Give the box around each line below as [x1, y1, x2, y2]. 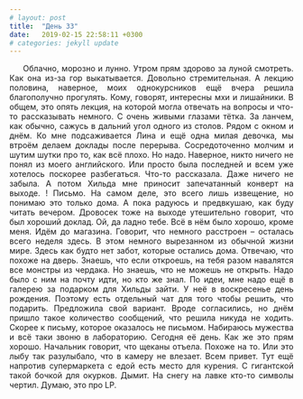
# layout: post [9, 13, 67, 23]
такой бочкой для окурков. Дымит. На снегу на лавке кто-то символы [9, 370, 294, 381]
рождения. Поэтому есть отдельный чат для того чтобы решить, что [9, 293, 294, 304]
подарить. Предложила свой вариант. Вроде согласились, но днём [9, 303, 294, 314]
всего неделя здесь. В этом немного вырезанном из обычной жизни [9, 236, 294, 246]
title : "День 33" [9, 22, 78, 31]
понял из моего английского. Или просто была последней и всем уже [9, 159, 294, 170]
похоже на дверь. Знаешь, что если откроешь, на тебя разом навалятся [9, 255, 294, 266]
